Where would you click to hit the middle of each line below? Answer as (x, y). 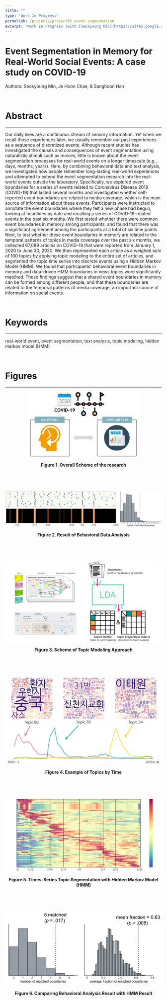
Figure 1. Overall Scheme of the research (83, 465)
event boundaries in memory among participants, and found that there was (82, 224)
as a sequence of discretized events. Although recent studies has (72, 145)
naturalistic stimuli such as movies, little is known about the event (72, 156)
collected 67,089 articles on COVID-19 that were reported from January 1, (80, 246)
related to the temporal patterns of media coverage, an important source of (82, 288)
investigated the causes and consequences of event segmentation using (80, 150)
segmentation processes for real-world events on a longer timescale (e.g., (81, 161)
